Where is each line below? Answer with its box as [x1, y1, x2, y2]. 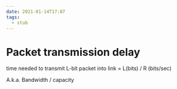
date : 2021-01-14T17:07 [6, 8, 66, 15]
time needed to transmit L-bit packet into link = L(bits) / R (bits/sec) [6, 65, 172, 72]
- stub [11, 20, 28, 26]
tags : [6, 14, 20, 20]
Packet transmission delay [6, 45, 141, 59]
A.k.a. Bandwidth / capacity [6, 77, 75, 84]
